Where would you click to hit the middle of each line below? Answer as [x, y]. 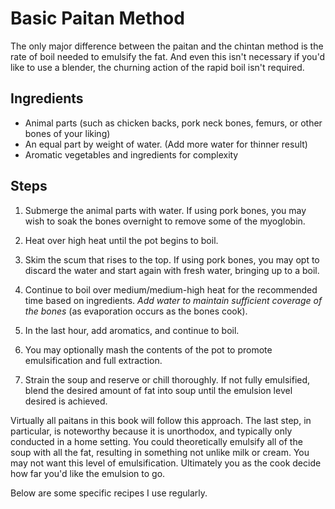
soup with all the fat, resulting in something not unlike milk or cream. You [160, 452]
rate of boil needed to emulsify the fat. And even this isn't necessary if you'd [168, 56]
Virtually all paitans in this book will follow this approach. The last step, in [161, 420]
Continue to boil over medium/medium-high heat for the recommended [171, 289]
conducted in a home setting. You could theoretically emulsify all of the [156, 441]
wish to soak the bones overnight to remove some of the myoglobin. [165, 221]
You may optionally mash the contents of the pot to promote [148, 349]
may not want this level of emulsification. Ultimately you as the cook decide [166, 463]
